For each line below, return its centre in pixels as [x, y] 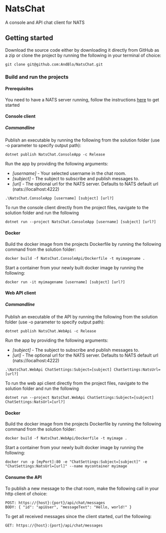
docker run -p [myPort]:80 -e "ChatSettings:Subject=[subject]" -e [76, 462]
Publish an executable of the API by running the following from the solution [82, 317]
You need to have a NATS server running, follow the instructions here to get [82, 99]
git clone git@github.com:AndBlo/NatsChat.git [54, 64]
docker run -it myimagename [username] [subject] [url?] [65, 282]
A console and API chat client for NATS [45, 22]
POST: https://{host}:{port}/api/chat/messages [55, 503]
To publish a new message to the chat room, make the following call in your [82, 488]
